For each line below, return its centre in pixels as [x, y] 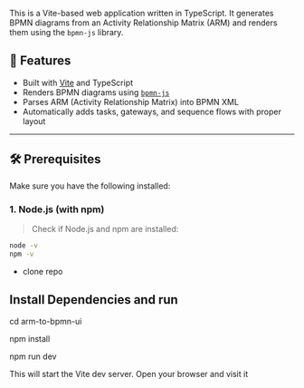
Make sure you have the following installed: [90, 186]
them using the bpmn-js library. [66, 32]
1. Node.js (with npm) [57, 209]
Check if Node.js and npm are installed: [105, 228]
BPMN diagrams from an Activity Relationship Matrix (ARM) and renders [143, 23]
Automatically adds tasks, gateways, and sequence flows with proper [152, 112]
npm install [30, 339]
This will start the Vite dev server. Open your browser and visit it [129, 374]
